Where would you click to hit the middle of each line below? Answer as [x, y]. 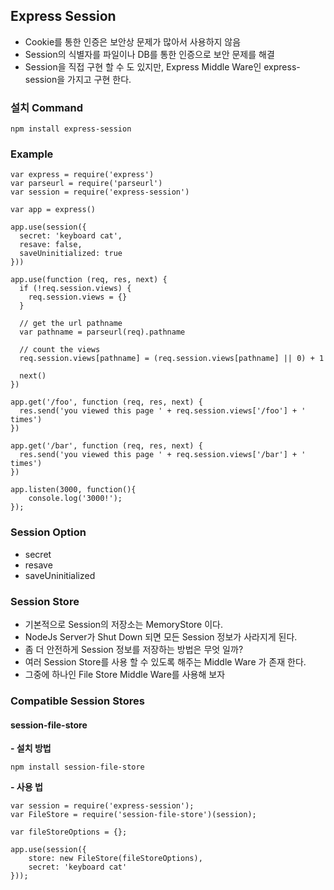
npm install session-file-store [77, 767]
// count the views [60, 350]
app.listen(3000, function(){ [73, 490]
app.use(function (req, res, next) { [89, 280]
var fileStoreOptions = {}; [69, 832]
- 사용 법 [26, 787]
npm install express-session [71, 129]
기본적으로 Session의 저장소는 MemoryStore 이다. [123, 624]
